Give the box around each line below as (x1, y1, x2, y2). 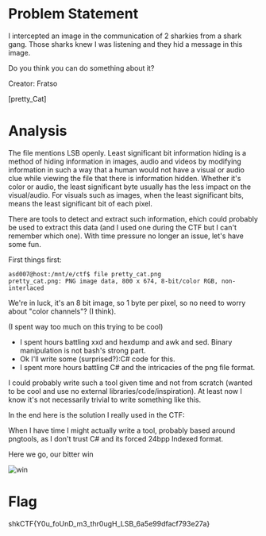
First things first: (8, 255, 62, 264)
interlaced (8, 283, 44, 292)
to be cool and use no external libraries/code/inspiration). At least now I (8, 386, 242, 395)
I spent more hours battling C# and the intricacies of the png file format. (19, 362, 256, 372)
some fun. (8, 239, 41, 249)
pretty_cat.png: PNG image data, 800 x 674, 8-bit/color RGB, (8, 277, 218, 285)
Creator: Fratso (8, 79, 58, 88)
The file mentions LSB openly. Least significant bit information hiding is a (8, 148, 247, 157)
